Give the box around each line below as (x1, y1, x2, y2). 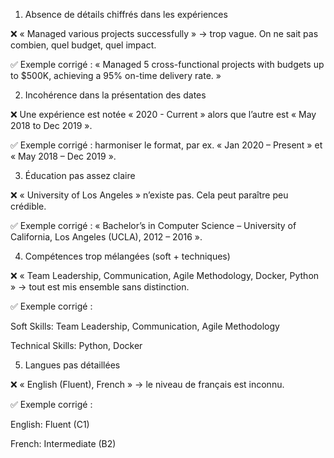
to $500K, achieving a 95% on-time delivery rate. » (10, 70, 222, 81)
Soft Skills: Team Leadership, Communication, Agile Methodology (10, 320, 280, 332)
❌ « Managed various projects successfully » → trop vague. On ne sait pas (10, 28, 319, 39)
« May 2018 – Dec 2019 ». (10, 150, 117, 162)
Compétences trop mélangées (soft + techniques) (24, 250, 231, 262)
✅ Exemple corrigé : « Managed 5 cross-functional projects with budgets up (10, 59, 325, 70)
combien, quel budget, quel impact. (10, 39, 157, 51)
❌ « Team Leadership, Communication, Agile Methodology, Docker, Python (10, 270, 320, 281)
